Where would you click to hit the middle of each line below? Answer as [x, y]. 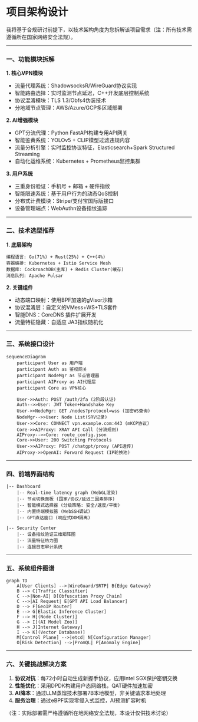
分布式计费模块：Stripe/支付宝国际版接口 [64, 201]
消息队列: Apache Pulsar [35, 276]
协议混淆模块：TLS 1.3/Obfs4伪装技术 [60, 100]
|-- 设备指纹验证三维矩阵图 [46, 535]
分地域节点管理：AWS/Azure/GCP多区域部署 [68, 108]
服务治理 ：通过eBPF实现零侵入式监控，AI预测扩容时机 [80, 700]
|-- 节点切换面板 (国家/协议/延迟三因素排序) [66, 499]
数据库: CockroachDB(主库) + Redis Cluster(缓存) [65, 269]
